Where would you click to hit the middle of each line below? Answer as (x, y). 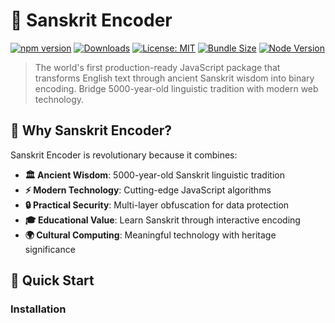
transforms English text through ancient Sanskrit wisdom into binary (174, 78)
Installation (38, 309)
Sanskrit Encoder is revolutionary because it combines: (124, 155)
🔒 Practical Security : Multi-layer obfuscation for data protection (157, 205)
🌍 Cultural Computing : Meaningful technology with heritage (150, 235)
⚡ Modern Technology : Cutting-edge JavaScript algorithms (148, 190)
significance (50, 249)
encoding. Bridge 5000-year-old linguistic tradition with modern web (176, 88)
